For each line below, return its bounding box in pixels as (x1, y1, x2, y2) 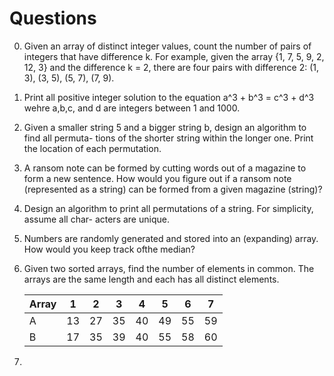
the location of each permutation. (23, 142, 162, 154)
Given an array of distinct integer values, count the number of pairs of (23, 40, 312, 52)
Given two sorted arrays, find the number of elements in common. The (23, 262, 315, 274)
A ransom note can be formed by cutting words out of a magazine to (23, 162, 307, 174)
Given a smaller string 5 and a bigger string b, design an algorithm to (23, 121, 307, 133)
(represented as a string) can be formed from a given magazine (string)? (23, 183, 323, 195)
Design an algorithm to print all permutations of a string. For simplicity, (23, 202, 314, 214)
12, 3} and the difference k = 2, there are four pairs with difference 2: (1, (23, 61, 320, 73)
